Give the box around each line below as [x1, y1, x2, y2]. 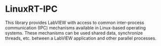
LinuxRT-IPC [5, 3, 58, 15]
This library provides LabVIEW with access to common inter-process [5, 20, 144, 25]
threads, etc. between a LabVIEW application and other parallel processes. [5, 35, 157, 41]
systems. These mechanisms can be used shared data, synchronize [5, 30, 143, 36]
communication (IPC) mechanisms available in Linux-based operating [5, 24, 146, 30]
